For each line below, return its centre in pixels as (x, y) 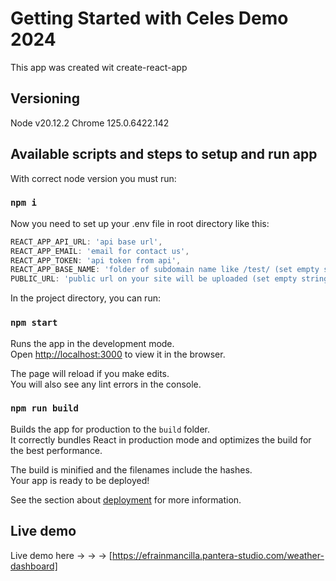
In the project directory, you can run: (85, 298)
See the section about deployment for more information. (126, 499)
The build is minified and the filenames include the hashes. (131, 469)
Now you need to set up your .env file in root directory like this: (140, 223)
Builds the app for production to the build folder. (110, 429)
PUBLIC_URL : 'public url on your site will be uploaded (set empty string (169, 279)
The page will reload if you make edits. (90, 373)
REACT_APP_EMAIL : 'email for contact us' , (100, 251)
